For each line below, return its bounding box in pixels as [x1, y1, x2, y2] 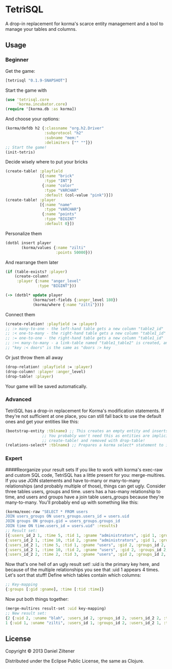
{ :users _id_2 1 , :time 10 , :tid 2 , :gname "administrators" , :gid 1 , [5, 537, 157, 543]
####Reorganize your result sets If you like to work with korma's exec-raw [5, 467, 163, 473]
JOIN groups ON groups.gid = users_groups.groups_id [5, 519, 120, 524]
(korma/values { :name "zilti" [21, 245, 86, 250]
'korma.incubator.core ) [16, 102, 68, 107]
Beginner [5, 56, 29, 64]
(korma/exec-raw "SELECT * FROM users [5, 509, 88, 514]
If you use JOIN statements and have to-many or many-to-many [5, 477, 141, 483]
